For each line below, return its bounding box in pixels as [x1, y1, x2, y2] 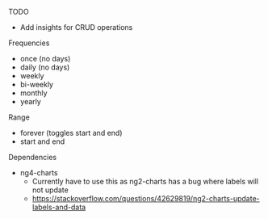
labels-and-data [31, 202, 86, 212]
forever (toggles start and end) [19, 128, 123, 137]
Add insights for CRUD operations [19, 23, 133, 32]
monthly [19, 88, 48, 98]
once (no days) [19, 54, 71, 63]
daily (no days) [19, 62, 70, 72]
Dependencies [8, 153, 57, 162]
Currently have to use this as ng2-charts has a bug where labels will [31, 177, 259, 186]
